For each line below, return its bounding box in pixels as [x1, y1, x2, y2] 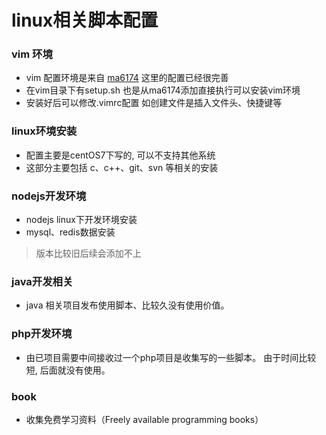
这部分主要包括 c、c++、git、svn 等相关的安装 [25, 161, 219, 173]
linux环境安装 [11, 124, 78, 138]
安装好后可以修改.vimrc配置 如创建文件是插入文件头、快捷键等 [25, 97, 283, 109]
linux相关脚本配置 [11, 9, 159, 32]
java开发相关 [11, 275, 74, 288]
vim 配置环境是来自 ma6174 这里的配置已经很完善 [25, 72, 229, 84]
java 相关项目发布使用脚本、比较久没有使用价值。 [25, 299, 230, 311]
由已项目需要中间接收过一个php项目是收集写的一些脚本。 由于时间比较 [25, 351, 317, 363]
